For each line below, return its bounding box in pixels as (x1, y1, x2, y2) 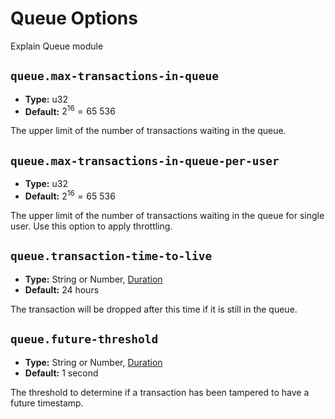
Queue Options (10, 7, 138, 30)
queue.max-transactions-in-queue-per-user (10, 153, 280, 168)
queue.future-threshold (10, 332, 159, 347)
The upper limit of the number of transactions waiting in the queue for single (10, 209, 325, 221)
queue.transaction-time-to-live (10, 249, 213, 264)
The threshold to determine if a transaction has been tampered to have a (10, 386, 310, 398)
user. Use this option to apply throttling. (10, 220, 173, 232)
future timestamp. (10, 397, 84, 409)
